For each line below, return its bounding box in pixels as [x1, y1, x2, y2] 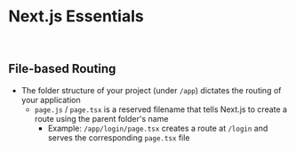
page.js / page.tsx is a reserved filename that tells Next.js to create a [34, 104, 288, 115]
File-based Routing [8, 61, 116, 76]
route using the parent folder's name [34, 113, 169, 124]
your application [20, 94, 81, 105]
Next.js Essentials [8, 6, 144, 27]
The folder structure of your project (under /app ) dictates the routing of [20, 84, 282, 95]
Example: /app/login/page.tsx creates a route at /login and [47, 123, 268, 133]
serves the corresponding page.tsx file [47, 132, 190, 143]
